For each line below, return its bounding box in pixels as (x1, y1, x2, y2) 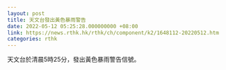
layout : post (7, 10, 45, 17)
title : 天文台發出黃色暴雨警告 (7, 16, 86, 23)
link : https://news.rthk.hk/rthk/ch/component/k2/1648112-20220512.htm (7, 29, 219, 36)
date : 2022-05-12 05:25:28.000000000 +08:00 (7, 23, 138, 30)
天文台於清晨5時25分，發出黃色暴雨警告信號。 (7, 56, 140, 64)
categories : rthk (7, 36, 58, 43)
